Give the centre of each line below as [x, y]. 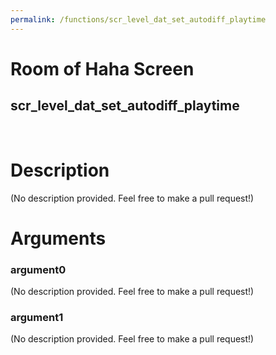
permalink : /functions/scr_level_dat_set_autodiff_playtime [138, 19]
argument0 [38, 269]
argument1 [37, 317]
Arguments [58, 238]
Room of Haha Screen [102, 68]
